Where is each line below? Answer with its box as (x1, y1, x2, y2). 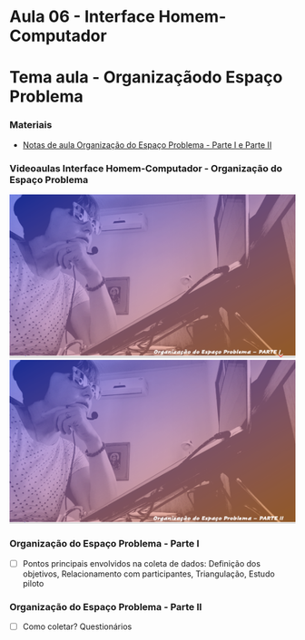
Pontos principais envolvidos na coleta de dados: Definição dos (22, 558, 261, 568)
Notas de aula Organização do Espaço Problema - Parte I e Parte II (22, 139, 272, 150)
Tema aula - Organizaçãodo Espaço (9, 67, 283, 88)
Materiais (9, 119, 53, 131)
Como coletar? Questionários (22, 621, 133, 632)
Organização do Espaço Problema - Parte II (9, 600, 202, 613)
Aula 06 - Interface (9, 6, 156, 27)
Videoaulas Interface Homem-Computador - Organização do (9, 161, 283, 174)
